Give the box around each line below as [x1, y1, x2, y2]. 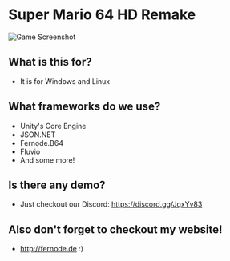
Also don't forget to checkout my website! [8, 223, 223, 236]
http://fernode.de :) [19, 244, 84, 254]
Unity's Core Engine [19, 121, 87, 130]
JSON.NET [19, 130, 56, 139]
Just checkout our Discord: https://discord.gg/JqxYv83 [19, 199, 203, 209]
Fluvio [19, 147, 41, 156]
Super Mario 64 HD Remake [8, 6, 196, 24]
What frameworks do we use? [8, 100, 161, 114]
